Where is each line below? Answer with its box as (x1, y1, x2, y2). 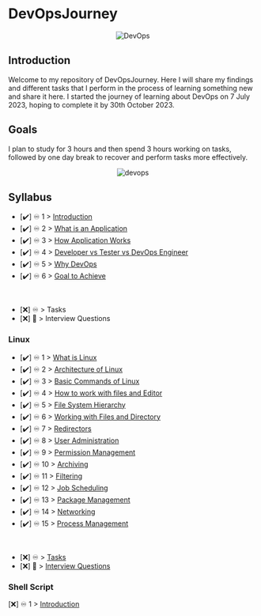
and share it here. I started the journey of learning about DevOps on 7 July (8, 92, 251, 101)
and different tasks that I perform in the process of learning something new (8, 83, 253, 93)
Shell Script (8, 581, 54, 592)
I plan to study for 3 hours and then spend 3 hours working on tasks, (8, 144, 232, 153)
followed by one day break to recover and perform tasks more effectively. (8, 152, 248, 162)
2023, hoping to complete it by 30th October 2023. (8, 100, 175, 109)
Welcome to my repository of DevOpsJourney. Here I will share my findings (8, 74, 254, 84)
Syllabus (8, 191, 53, 204)
